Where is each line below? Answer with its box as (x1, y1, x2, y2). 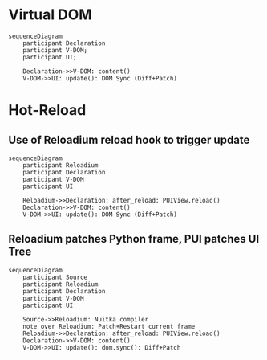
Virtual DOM (8, 6, 92, 24)
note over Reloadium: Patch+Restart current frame (22, 322, 196, 330)
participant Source (22, 273, 88, 281)
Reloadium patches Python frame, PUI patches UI (8, 232, 260, 246)
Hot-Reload (8, 101, 87, 120)
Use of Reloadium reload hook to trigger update (8, 133, 250, 146)
